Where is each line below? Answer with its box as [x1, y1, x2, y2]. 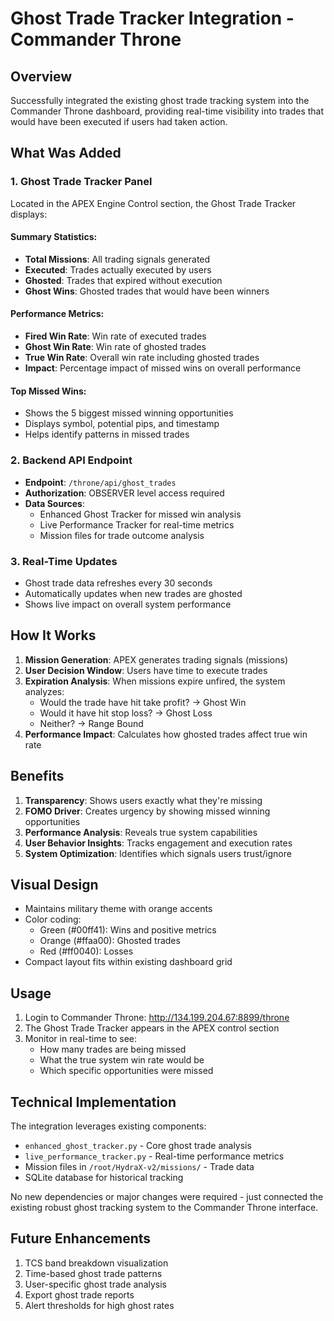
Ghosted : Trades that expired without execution [24, 274, 223, 286]
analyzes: [24, 685, 65, 697]
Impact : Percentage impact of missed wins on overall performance [24, 362, 302, 374]
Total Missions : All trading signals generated [24, 253, 211, 265]
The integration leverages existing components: [10, 1120, 207, 1132]
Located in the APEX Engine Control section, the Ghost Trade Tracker [10, 197, 297, 209]
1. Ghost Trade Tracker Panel [10, 175, 153, 189]
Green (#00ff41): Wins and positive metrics [39, 924, 217, 936]
